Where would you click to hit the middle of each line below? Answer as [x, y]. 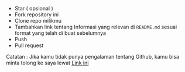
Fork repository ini [37, 15]
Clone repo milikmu [38, 21]
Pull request [29, 45]
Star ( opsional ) [34, 8]
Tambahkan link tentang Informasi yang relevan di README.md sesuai [96, 27]
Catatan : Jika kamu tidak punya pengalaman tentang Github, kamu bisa [93, 57]
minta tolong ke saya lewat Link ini [47, 63]
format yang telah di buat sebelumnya [60, 33]
